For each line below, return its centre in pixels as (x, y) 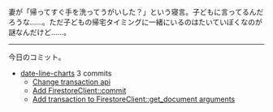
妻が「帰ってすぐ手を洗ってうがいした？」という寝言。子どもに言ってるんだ (136, 12)
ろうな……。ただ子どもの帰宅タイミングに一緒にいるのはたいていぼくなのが (135, 22)
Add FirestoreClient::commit (79, 90)
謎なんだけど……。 (40, 32)
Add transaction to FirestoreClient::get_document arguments (134, 99)
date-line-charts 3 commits (66, 73)
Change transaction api (71, 82)
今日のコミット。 (37, 57)
